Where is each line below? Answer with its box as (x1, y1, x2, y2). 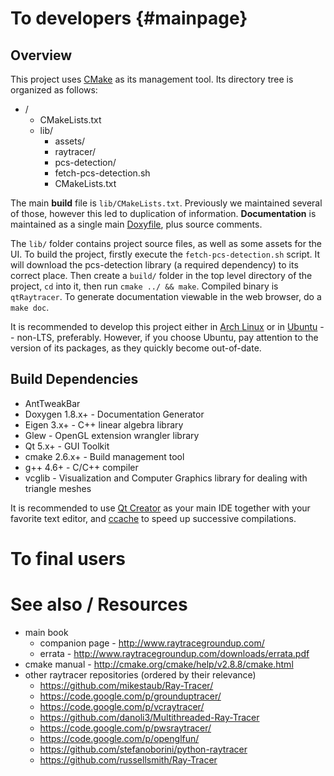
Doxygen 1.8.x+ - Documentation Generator (24, 408, 205, 420)
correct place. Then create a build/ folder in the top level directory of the (10, 270, 313, 281)
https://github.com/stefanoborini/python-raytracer (39, 743, 248, 755)
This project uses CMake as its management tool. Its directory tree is (10, 73, 294, 85)
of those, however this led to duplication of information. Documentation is (10, 208, 317, 219)
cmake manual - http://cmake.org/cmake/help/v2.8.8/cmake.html (24, 658, 294, 670)
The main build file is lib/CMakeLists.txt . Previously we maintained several (10, 197, 323, 209)
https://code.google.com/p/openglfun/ (39, 732, 200, 744)
